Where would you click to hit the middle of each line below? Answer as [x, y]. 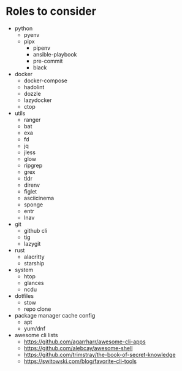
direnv [32, 185]
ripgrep [33, 165]
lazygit [32, 243]
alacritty [34, 257]
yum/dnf [35, 328]
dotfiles [24, 295]
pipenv [42, 48]
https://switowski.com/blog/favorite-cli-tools [80, 361]
